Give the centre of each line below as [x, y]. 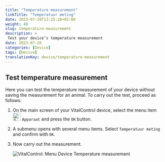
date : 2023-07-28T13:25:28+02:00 [40, 19]
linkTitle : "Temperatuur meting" [40, 15]
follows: [13, 100]
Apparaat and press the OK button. [57, 119]
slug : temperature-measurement [38, 29]
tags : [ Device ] [21, 52]
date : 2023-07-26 [24, 43]
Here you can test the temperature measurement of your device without [80, 90]
